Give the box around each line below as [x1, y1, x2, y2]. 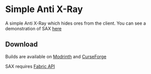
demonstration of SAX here [5, 25, 62, 31]
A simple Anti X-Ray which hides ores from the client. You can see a [5, 20, 146, 26]
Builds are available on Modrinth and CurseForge [5, 53, 107, 59]
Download [5, 40, 38, 49]
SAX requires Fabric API [5, 63, 55, 69]
